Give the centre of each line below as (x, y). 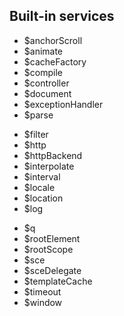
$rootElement (52, 238)
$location (43, 198)
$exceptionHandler (63, 104)
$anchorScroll (53, 40)
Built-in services (62, 16)
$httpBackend (53, 155)
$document (47, 93)
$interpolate (49, 166)
